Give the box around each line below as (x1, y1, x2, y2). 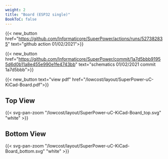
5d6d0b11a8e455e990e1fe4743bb (5, 61, 76, 68)
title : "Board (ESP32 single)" (5, 12, 70, 17)
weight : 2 (5, 7, 26, 13)
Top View (5, 96, 35, 105)
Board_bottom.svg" (5, 148, 45, 154)
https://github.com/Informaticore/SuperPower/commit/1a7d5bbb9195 (18, 56, 161, 62)
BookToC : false (5, 17, 37, 22)
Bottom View (5, 129, 46, 138)
